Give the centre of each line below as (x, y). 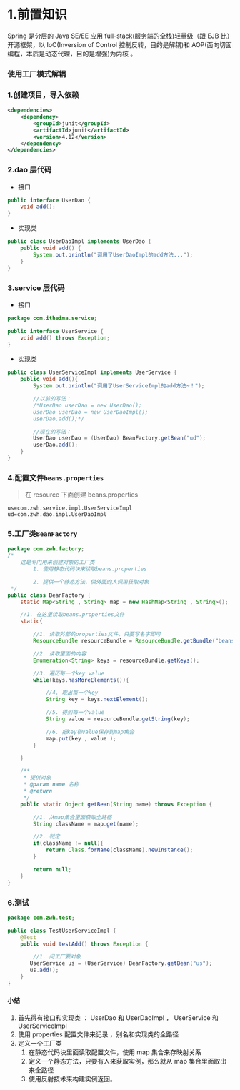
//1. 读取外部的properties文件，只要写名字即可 (97, 634)
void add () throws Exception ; (65, 338)
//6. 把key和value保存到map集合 (90, 732)
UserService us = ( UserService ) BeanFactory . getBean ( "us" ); (121, 963)
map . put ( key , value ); (81, 738)
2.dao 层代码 (30, 170)
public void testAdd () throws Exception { (84, 944)
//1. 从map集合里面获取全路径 (72, 817)
